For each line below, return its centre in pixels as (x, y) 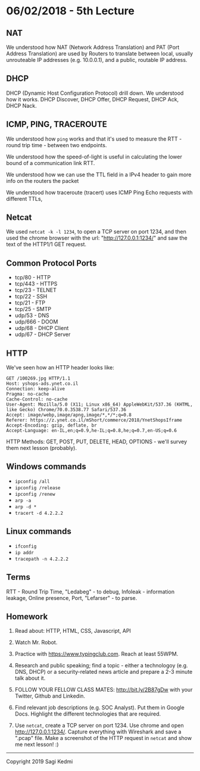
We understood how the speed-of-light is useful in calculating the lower (94, 157)
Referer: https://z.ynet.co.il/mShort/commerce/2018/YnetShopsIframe (94, 420)
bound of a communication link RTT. (51, 163)
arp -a (23, 500)
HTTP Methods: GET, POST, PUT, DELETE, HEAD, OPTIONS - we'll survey (97, 442)
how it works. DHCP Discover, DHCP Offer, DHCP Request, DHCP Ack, (93, 99)
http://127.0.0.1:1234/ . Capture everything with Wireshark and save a (98, 732)
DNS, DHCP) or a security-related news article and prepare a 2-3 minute (104, 672)
